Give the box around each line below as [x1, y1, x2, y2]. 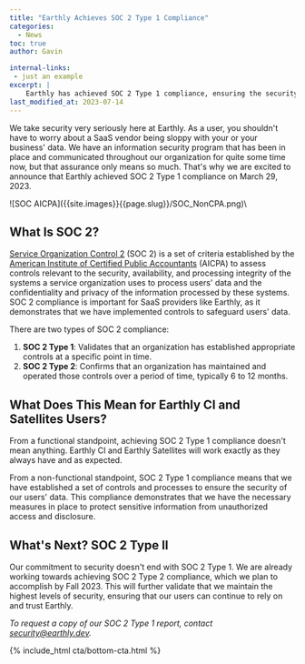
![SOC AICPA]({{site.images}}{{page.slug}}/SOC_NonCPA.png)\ [9, 197, 248, 209]
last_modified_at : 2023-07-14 [9, 97, 124, 106]
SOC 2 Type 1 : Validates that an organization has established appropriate [22, 342, 296, 353]
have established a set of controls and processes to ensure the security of [9, 482, 288, 493]
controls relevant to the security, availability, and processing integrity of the [9, 267, 292, 278]
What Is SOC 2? [9, 224, 100, 239]
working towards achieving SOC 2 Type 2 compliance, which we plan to [9, 570, 279, 582]
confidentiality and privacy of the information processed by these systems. [9, 287, 290, 298]
